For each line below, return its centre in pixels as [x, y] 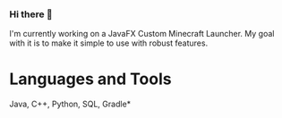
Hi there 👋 [31, 14]
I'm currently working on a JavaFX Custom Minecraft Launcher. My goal [142, 34]
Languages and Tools [90, 79]
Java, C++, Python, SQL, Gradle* [70, 104]
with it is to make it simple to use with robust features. [109, 43]
